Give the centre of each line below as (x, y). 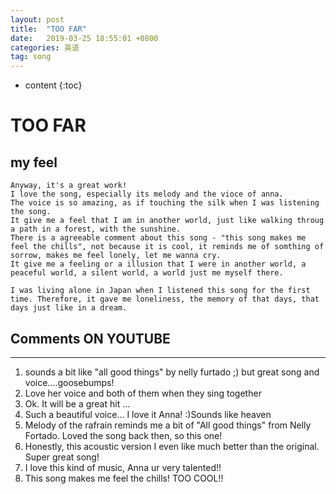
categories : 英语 (45, 47)
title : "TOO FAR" (48, 29)
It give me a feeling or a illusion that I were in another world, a (158, 264)
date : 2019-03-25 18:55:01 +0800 (84, 38)
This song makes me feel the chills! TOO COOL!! (124, 478)
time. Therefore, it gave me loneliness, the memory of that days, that (165, 299)
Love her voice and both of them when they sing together (143, 393)
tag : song (31, 57)
